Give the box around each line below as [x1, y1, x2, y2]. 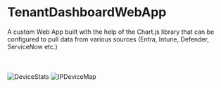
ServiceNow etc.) [7, 42, 58, 51]
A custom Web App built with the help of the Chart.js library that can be [7, 27, 215, 36]
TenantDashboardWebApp [7, 4, 167, 20]
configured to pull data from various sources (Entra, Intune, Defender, [7, 34, 210, 43]
